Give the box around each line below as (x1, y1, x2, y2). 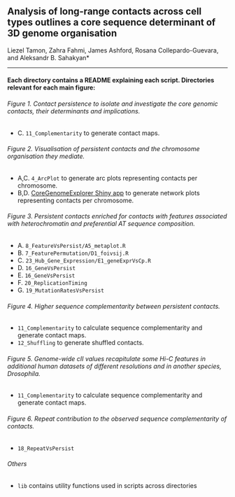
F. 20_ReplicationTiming (17, 279, 87, 287)
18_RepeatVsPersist (17, 444, 75, 452)
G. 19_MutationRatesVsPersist (17, 286, 105, 295)
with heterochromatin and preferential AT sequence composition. (7, 220, 196, 228)
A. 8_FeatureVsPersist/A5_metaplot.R (17, 241, 126, 250)
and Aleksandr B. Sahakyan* (7, 53, 90, 62)
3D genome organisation (7, 27, 117, 39)
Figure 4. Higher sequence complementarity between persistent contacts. (7, 302, 220, 310)
